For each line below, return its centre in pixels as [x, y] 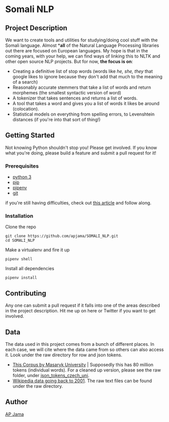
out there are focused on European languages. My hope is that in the [77, 51]
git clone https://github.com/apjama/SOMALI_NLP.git [62, 236]
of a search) [25, 82]
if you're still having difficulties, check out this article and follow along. [78, 203]
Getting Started [30, 136]
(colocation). [26, 109]
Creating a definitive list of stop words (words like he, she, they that [82, 71]
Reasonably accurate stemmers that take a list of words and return [82, 87]
